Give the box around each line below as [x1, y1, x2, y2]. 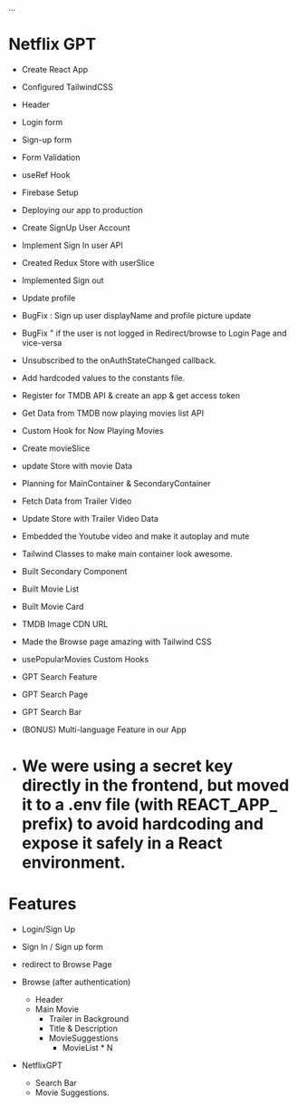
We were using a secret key [21, 756, 233, 777]
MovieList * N [62, 1043, 114, 1053]
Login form [21, 116, 63, 127]
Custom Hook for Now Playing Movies [21, 425, 164, 436]
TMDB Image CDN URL [21, 618, 109, 629]
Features [8, 894, 77, 915]
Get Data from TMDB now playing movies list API [21, 407, 205, 418]
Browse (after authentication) [21, 976, 131, 987]
